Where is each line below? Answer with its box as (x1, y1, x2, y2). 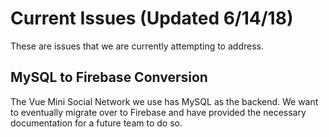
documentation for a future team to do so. (10, 117, 183, 129)
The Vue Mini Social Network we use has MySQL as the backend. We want (10, 95, 319, 107)
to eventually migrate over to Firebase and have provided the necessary (10, 106, 307, 118)
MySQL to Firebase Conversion (10, 69, 208, 86)
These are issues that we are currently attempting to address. (10, 40, 264, 52)
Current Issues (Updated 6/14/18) (10, 7, 294, 30)
